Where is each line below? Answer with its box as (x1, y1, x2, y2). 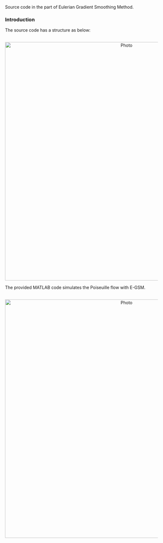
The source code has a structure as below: (5, 27, 91, 33)
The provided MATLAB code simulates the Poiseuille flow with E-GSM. (5, 284, 146, 291)
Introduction (5, 16, 35, 23)
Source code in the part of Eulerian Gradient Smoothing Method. (5, 4, 134, 10)
